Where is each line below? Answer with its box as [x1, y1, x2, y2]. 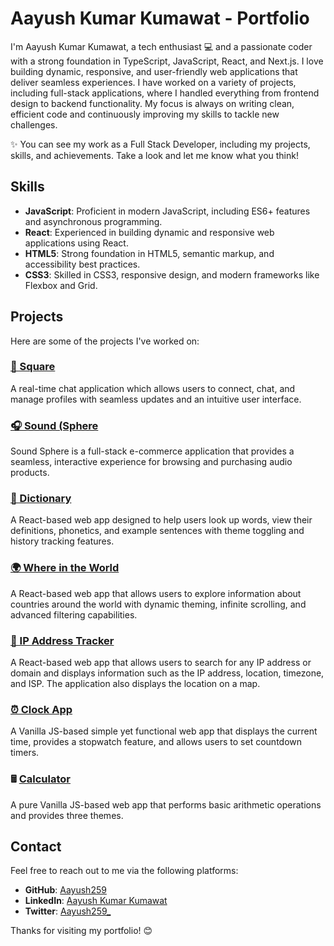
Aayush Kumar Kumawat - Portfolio [10, 7, 310, 30]
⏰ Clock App [10, 702, 73, 716]
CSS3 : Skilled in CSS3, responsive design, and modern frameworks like [24, 268, 320, 281]
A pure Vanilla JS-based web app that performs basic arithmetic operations [10, 798, 322, 811]
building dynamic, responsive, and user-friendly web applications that [10, 65, 298, 77]
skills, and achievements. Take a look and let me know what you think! [10, 149, 299, 161]
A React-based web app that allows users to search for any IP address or [10, 657, 312, 669]
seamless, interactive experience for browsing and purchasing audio [10, 456, 293, 468]
